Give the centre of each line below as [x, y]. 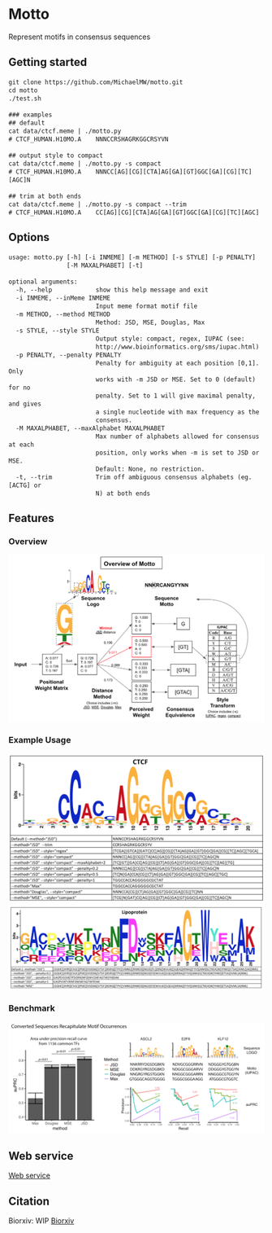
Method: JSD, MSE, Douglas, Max [150, 323]
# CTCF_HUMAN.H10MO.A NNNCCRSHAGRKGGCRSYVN [89, 139]
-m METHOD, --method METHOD [63, 314]
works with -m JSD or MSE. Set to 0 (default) [175, 380]
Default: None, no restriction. [150, 469]
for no [19, 388]
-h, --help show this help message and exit [112, 290]
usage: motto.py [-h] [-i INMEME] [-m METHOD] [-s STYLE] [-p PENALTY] [132, 257]
